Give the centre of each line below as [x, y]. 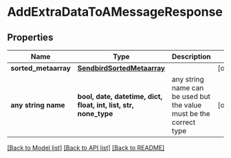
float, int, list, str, [106, 105]
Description [191, 57]
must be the [191, 114]
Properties [30, 37]
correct [184, 122]
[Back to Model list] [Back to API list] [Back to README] [86, 148]
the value [187, 105]
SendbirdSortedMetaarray [121, 68]
